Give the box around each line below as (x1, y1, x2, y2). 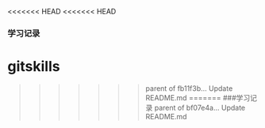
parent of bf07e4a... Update (154, 103, 246, 112)
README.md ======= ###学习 (145, 92, 251, 102)
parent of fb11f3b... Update (145, 83, 233, 93)
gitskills (7, 58, 60, 76)
